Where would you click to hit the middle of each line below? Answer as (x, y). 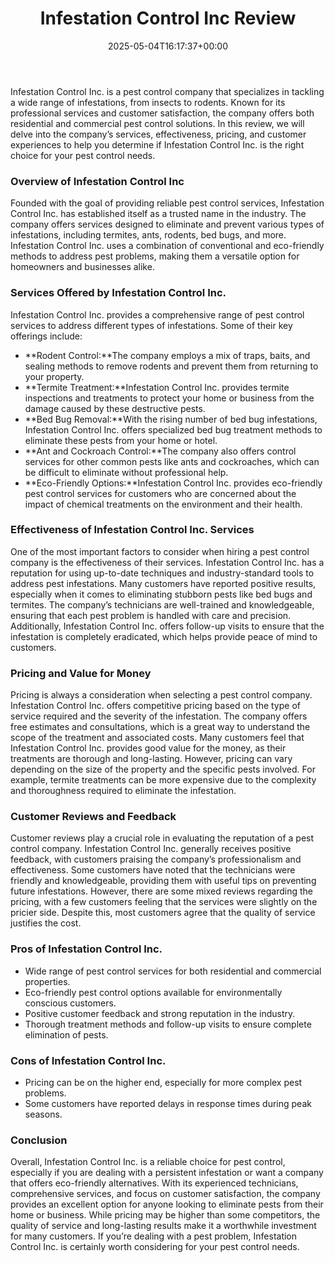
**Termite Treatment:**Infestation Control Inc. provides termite (157, 387)
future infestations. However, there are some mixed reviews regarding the (162, 891)
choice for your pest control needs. (83, 155)
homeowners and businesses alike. (82, 267)
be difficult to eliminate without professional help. (126, 472)
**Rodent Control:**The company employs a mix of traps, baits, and (167, 355)
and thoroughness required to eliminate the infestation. (123, 791)
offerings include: (46, 336)
